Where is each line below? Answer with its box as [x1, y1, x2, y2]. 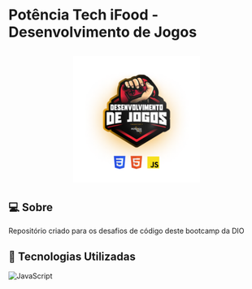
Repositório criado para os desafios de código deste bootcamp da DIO [8, 226, 245, 236]
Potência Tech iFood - [8, 6, 159, 24]
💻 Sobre [8, 201, 53, 214]
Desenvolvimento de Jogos [8, 23, 198, 41]
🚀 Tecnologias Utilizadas [8, 249, 136, 263]
